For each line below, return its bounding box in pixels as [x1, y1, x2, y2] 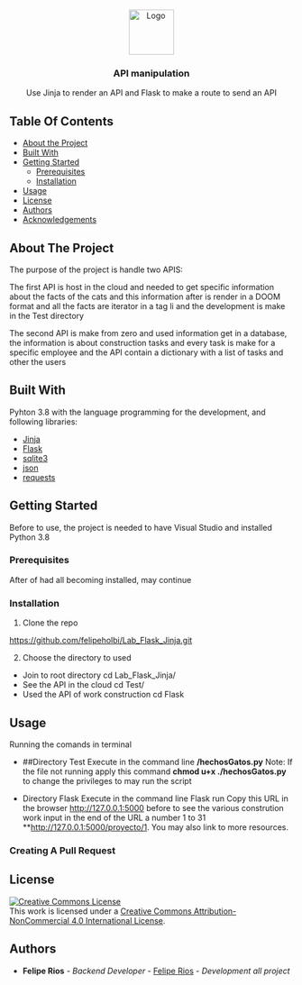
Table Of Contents [9, 114, 114, 129]
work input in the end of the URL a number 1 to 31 [22, 812, 206, 823]
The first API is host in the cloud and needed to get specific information [9, 281, 275, 292]
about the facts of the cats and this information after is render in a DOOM [9, 291, 281, 302]
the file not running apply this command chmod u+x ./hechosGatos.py [22, 766, 287, 777]
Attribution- [193, 906, 237, 917]
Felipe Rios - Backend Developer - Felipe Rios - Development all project [22, 965, 290, 976]
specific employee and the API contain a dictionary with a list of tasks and [9, 347, 284, 358]
